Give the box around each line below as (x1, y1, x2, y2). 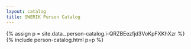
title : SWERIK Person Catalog (6, 14, 81, 20)
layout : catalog (6, 8, 46, 15)
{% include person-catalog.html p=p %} (6, 36, 104, 43)
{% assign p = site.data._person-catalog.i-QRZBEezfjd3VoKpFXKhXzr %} (6, 30, 185, 37)
